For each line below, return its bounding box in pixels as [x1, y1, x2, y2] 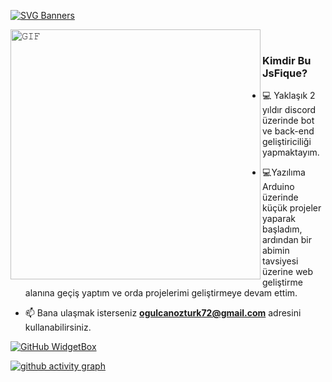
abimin [262, 245, 290, 257]
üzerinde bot [262, 115, 315, 127]
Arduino [262, 181, 295, 193]
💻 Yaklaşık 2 [262, 90, 316, 102]
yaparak [262, 213, 297, 225]
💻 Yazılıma [262, 166, 306, 179]
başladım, [262, 223, 303, 235]
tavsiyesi [262, 255, 299, 267]
